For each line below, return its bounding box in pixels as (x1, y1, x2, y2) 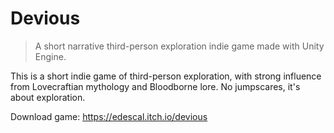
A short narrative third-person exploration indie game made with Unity (34, 40, 325, 52)
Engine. (34, 50, 67, 62)
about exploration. (10, 91, 86, 103)
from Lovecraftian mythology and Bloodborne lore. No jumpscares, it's (10, 80, 301, 92)
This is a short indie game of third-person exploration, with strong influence (10, 70, 322, 82)
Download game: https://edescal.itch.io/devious (10, 110, 208, 122)
